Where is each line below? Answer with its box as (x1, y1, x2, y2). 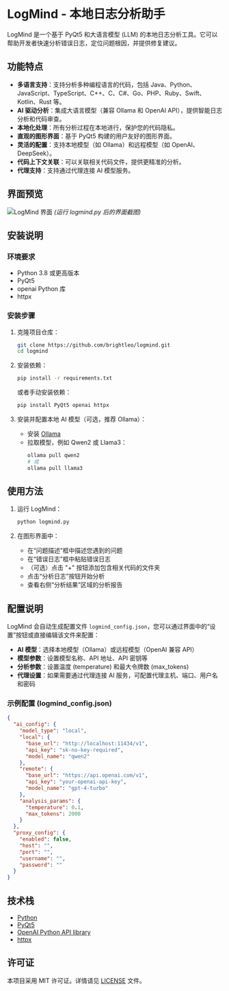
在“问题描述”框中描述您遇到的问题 (27, 546, 123, 555)
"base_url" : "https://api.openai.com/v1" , (25, 772, 148, 779)
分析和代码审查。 (16, 115, 66, 123)
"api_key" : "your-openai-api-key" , (25, 778, 127, 786)
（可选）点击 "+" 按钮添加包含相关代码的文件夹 (27, 563, 161, 572)
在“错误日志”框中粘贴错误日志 (27, 555, 111, 563)
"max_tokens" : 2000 (25, 811, 81, 817)
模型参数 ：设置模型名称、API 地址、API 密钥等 (16, 654, 148, 662)
